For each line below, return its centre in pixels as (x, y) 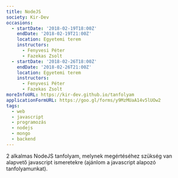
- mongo (21, 134)
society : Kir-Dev (28, 17)
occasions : (20, 23)
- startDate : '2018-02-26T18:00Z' (54, 61)
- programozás (29, 123)
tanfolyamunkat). (27, 168)
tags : (13, 106)
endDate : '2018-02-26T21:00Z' (54, 67)
